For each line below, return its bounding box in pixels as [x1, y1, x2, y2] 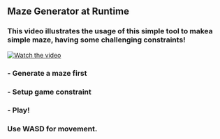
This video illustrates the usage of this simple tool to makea [7, 26, 213, 36]
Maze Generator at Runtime [7, 6, 129, 17]
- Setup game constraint [7, 87, 92, 97]
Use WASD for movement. [7, 124, 98, 134]
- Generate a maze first [7, 68, 87, 78]
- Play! [7, 106, 30, 115]
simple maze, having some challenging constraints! [7, 35, 186, 44]
